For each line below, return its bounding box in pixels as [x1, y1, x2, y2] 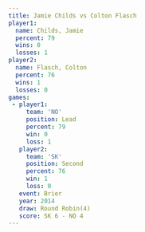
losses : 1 [15, 49, 48, 57]
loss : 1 [25, 137, 52, 146]
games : [8, 93, 30, 101]
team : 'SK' [25, 152, 62, 160]
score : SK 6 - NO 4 [18, 212, 84, 220]
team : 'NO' [25, 108, 62, 116]
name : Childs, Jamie [15, 26, 84, 34]
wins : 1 [15, 78, 41, 86]
